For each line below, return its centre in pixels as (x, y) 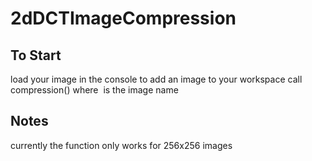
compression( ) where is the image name (94, 90)
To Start (36, 55)
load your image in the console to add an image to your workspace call (156, 79)
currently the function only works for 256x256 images (121, 145)
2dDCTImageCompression (123, 18)
